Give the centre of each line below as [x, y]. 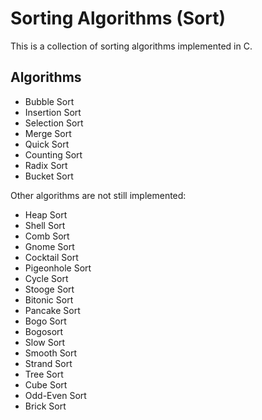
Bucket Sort [49, 176]
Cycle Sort [46, 278]
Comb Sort [47, 236]
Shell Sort [45, 225]
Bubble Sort [49, 101]
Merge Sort [48, 133]
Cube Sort [46, 384]
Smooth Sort [51, 353]
